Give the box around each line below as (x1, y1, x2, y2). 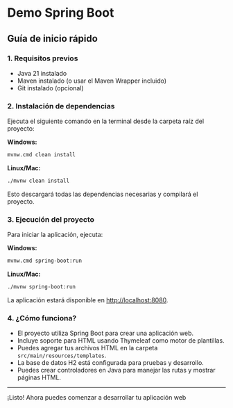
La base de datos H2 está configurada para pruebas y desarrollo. (17, 359, 205, 367)
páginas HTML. (17, 373, 61, 382)
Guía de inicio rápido (7, 33, 98, 44)
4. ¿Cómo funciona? (7, 313, 77, 323)
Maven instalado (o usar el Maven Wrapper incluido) (17, 76, 167, 85)
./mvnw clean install (7, 177, 70, 185)
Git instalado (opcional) (17, 83, 85, 92)
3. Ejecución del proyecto (7, 214, 95, 224)
